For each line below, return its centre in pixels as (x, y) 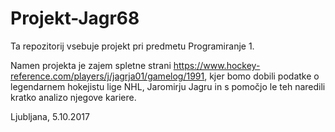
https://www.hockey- (217, 65)
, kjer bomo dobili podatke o (262, 76)
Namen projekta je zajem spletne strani (91, 65)
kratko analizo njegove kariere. (73, 97)
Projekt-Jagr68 (75, 18)
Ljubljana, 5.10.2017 (50, 116)
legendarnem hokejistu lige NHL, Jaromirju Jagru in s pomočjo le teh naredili (168, 86)
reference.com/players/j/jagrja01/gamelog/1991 (107, 76)
